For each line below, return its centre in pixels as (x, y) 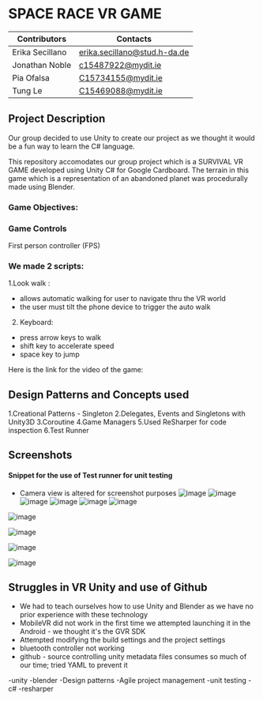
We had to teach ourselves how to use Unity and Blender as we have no (137, 606)
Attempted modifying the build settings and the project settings (122, 640)
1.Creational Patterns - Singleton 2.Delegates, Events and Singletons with (127, 414)
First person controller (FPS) (54, 245)
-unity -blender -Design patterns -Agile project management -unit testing (128, 680)
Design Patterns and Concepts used (99, 395)
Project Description (57, 119)
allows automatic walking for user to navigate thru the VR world (123, 299)
